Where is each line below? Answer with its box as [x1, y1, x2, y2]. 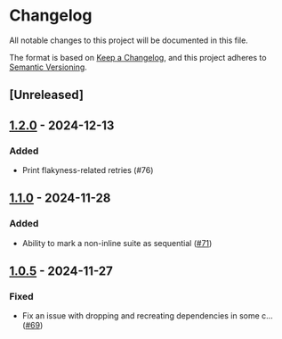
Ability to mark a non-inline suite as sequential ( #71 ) [21, 237, 213, 248]
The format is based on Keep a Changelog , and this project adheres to [9, 52, 267, 62]
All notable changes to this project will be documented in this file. [9, 35, 249, 45]
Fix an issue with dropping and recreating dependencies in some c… [21, 310, 273, 321]
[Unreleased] [9, 87, 85, 103]
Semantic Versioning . [9, 62, 87, 72]
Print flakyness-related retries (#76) [21, 165, 154, 176]
